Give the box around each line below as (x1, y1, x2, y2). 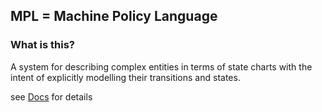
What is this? (10, 38, 75, 52)
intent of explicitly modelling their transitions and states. (10, 71, 241, 83)
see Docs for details (10, 90, 93, 103)
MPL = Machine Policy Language (10, 8, 218, 25)
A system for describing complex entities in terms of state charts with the (10, 60, 313, 73)
